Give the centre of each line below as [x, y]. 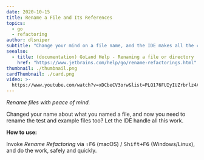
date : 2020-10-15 [28, 12]
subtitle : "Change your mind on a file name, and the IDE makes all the [100, 46]
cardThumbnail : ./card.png [40, 74]
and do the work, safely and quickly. [52, 150]
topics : [16, 23]
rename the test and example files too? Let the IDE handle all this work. [95, 121]
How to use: [22, 132]
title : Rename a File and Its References [59, 18]
